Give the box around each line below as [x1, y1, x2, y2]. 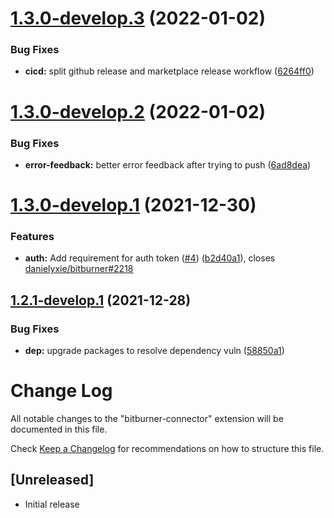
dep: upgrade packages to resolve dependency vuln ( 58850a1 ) [24, 345, 285, 357]
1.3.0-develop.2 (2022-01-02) [10, 100, 267, 123]
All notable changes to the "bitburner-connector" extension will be [10, 413, 284, 425]
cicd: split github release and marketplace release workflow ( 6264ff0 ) [24, 65, 315, 77]
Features [10, 230, 55, 244]
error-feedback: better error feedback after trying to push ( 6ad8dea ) [24, 158, 312, 171]
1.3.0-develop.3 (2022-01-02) [10, 7, 266, 30]
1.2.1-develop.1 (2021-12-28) [10, 292, 192, 309]
